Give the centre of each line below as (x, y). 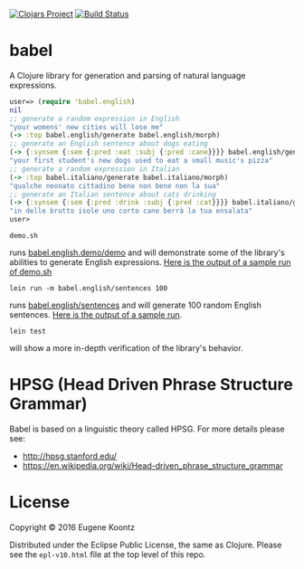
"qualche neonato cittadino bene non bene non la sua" (115, 185)
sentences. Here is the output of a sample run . (96, 315)
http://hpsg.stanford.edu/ (70, 456)
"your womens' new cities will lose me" (87, 127)
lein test (28, 332)
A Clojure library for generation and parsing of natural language (128, 75)
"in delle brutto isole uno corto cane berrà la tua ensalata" (131, 211)
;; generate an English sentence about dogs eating (109, 144)
